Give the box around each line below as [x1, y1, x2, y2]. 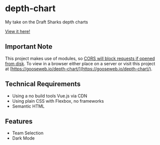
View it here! [5, 28, 30, 34]
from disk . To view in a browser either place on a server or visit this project [5, 60, 156, 66]
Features [5, 117, 33, 126]
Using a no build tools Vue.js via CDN [12, 93, 88, 99]
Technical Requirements [5, 80, 81, 88]
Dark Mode [12, 135, 35, 141]
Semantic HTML [12, 103, 45, 109]
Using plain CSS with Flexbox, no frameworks [12, 98, 104, 104]
